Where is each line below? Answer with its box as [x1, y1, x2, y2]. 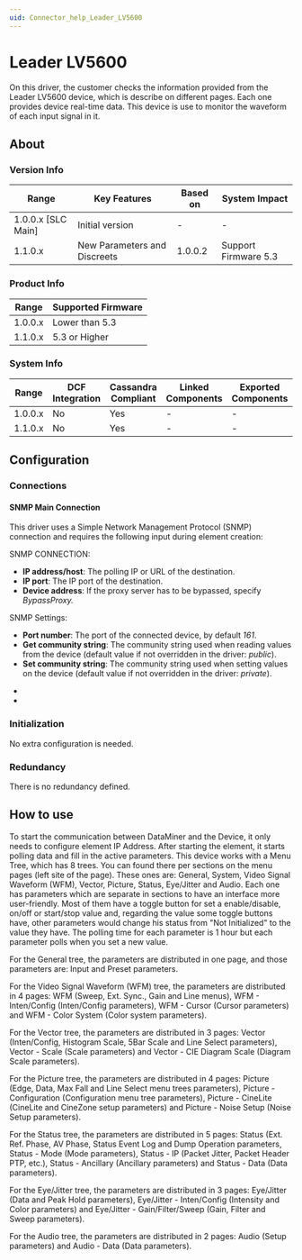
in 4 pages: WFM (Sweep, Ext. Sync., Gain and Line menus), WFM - [9, 990, 260, 1001]
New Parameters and [77, 240, 166, 252]
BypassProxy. [22, 595, 74, 606]
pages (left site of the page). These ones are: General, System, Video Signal [9, 869, 290, 880]
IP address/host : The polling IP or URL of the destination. [22, 567, 235, 577]
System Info [9, 358, 64, 370]
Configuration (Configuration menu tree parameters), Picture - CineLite [9, 1092, 272, 1103]
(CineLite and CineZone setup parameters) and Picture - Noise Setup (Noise [9, 1101, 292, 1112]
